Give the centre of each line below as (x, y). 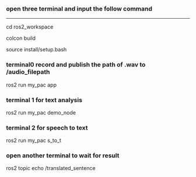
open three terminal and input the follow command (79, 9)
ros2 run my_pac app (32, 85)
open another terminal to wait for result (63, 155)
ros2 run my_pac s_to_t (34, 140)
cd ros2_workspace (30, 27)
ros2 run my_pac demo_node (41, 112)
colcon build (21, 38)
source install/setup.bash (36, 50)
